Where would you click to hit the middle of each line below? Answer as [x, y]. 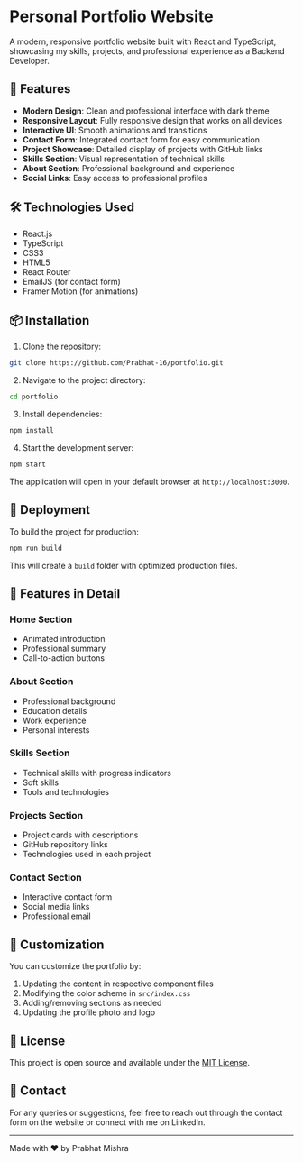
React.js [37, 233]
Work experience [55, 720]
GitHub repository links [65, 845]
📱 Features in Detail [65, 594]
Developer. [29, 60]
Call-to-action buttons [64, 658]
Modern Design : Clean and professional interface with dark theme [146, 111]
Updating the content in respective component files [118, 984]
